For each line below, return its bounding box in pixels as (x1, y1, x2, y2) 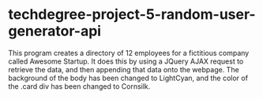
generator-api (8, 22, 101, 40)
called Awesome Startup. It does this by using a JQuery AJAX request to (8, 57, 244, 66)
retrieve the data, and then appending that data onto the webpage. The (8, 64, 239, 74)
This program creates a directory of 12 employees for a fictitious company (8, 48, 250, 57)
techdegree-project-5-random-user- (8, 5, 256, 24)
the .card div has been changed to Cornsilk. (8, 81, 151, 91)
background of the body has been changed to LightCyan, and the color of (8, 73, 249, 82)
